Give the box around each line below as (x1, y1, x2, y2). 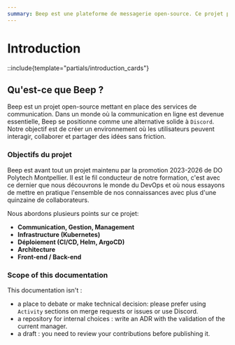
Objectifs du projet (7, 150, 72, 160)
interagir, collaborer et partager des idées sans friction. (7, 133, 166, 141)
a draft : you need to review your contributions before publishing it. (17, 329, 211, 337)
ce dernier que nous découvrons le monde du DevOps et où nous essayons (7, 180, 225, 189)
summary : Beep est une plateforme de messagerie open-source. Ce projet (7, 10, 224, 18)
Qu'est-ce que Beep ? (7, 83, 104, 95)
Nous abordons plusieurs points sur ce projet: (7, 209, 139, 217)
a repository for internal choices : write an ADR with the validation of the (17, 314, 225, 323)
